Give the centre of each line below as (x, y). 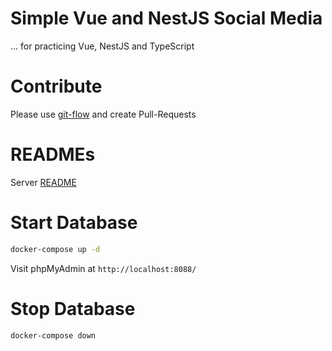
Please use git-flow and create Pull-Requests (103, 114)
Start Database (74, 223)
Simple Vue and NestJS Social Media (166, 18)
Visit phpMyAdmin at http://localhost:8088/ (103, 268)
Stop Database (73, 308)
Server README (43, 182)
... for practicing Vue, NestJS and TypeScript (102, 46)
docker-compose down (53, 335)
